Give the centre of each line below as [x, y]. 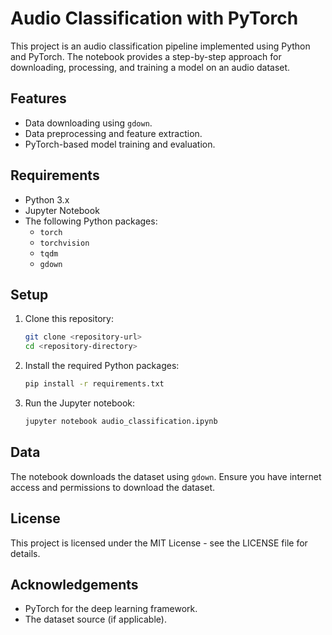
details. [25, 553]
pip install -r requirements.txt [94, 384]
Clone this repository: [69, 319]
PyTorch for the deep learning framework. [111, 609]
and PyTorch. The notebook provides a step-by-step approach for [146, 56]
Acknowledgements [74, 584]
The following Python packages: [91, 221]
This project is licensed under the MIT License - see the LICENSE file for [159, 543]
